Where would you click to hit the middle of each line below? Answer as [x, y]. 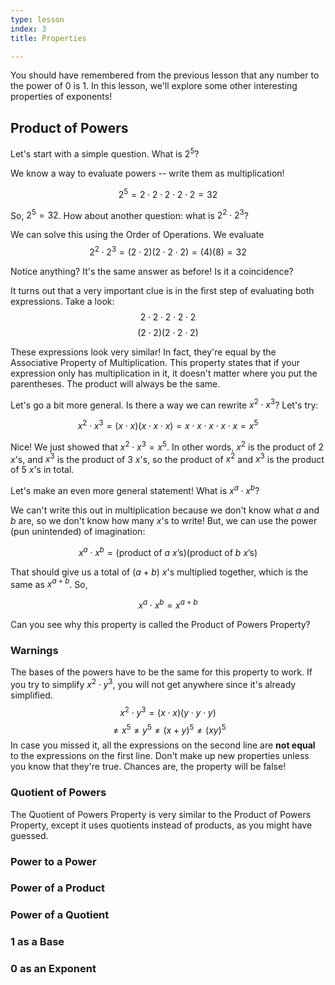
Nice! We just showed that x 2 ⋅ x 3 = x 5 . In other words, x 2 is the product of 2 [167, 446]
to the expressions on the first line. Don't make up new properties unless [160, 756]
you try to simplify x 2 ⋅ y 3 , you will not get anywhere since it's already [153, 684]
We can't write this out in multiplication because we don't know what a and [165, 510]
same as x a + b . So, [49, 583]
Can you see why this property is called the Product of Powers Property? [160, 625]
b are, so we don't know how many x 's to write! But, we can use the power [164, 521]
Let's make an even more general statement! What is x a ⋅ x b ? [135, 490]
